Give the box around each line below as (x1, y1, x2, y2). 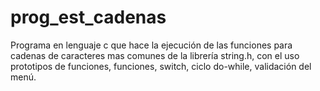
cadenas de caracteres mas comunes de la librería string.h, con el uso (10, 49, 300, 61)
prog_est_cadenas (10, 6, 167, 29)
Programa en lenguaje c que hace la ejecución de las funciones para (10, 39, 293, 51)
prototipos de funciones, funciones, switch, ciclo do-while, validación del (10, 60, 312, 72)
